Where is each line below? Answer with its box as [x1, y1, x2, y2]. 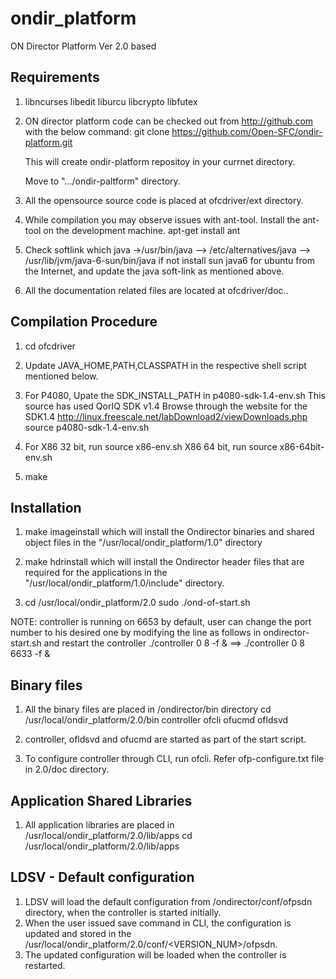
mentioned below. [24, 370, 99, 382]
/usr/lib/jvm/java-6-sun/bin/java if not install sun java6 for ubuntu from [24, 254, 316, 266]
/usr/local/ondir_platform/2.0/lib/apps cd [24, 830, 193, 841]
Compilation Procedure [10, 313, 158, 331]
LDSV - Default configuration [10, 869, 195, 886]
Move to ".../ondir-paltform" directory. [24, 175, 181, 187]
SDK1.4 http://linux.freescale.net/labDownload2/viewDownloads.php [24, 410, 308, 422]
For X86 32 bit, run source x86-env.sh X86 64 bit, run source [24, 440, 278, 452]
